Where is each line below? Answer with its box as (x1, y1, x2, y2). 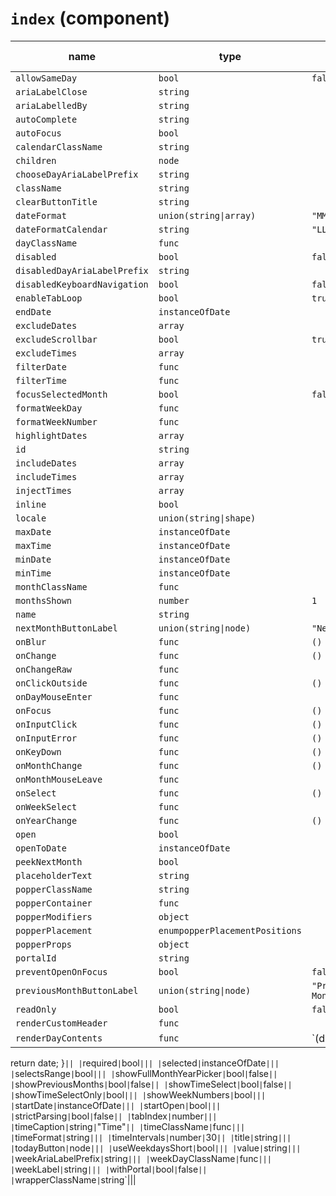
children (15, 155, 57, 166)
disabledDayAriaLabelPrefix (15, 265, 149, 276)
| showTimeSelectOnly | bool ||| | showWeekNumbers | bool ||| (10, 1088, 267, 1101)
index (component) (10, 7, 171, 30)
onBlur (15, 636, 47, 647)
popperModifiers (15, 911, 93, 922)
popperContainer (15, 897, 93, 909)
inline (15, 498, 47, 510)
